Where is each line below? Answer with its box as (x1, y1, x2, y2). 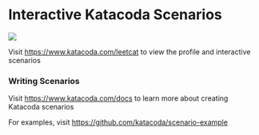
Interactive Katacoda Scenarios (8, 6, 222, 24)
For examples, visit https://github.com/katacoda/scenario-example (8, 117, 228, 127)
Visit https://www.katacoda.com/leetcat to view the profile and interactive (8, 46, 251, 57)
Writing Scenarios (8, 75, 80, 86)
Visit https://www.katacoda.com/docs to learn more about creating (8, 93, 229, 103)
